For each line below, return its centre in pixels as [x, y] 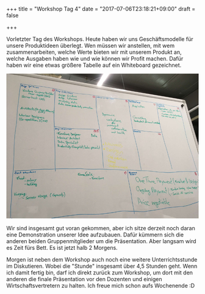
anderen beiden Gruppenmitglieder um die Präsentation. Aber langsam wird [101, 241]
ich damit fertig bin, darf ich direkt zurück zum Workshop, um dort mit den [100, 273]
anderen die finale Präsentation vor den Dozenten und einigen [85, 279]
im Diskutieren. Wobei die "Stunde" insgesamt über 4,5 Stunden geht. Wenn [102, 266]
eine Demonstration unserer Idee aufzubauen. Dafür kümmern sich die [95, 235]
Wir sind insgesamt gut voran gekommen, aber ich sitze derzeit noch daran [101, 228]
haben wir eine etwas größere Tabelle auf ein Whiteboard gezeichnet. [94, 65]
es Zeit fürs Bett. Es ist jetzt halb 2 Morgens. [62, 248]
